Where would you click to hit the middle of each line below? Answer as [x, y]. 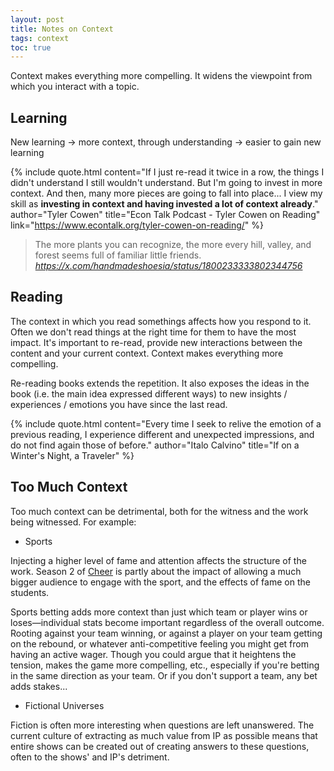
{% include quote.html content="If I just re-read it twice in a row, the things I [167, 172]
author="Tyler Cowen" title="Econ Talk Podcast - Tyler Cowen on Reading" [165, 215]
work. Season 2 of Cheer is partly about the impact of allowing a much [156, 571]
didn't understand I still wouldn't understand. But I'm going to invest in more [166, 183]
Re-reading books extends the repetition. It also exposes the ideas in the [160, 383]
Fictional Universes [64, 705]
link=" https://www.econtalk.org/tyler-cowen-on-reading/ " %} [137, 225]
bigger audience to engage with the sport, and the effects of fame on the [160, 582]
